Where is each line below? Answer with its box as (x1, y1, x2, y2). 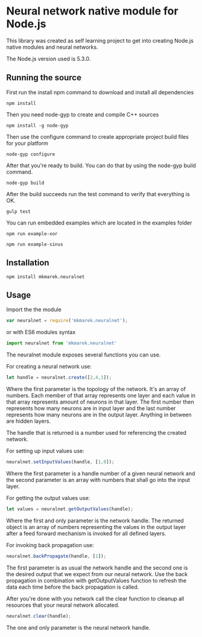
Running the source (6, 72, 81, 83)
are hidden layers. (6, 417, 51, 425)
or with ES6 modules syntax (6, 329, 76, 336)
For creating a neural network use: (6, 363, 92, 370)
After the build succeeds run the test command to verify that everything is (6, 190, 190, 197)
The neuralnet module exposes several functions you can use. (6, 351, 161, 358)
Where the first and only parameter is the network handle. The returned (6, 517, 184, 524)
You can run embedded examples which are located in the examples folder (6, 219, 192, 226)
